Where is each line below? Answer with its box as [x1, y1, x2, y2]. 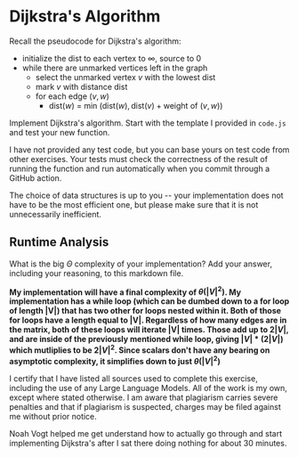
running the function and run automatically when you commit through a [9, 163, 270, 174]
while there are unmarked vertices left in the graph [21, 62, 208, 73]
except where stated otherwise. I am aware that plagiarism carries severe [9, 392, 278, 403]
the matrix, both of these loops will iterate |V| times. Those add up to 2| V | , [9, 324, 289, 335]
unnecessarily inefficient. [9, 208, 102, 219]
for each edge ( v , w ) [35, 91, 109, 102]
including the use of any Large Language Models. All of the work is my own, [9, 382, 287, 393]
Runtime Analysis [9, 234, 109, 250]
